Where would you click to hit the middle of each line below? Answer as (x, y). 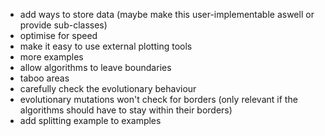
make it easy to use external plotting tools (106, 46)
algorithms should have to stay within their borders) (126, 110)
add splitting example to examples (90, 120)
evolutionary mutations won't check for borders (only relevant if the (158, 99)
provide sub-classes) (63, 25)
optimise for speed (58, 35)
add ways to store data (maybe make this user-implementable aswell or (167, 14)
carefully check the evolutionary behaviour (108, 88)
